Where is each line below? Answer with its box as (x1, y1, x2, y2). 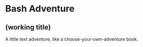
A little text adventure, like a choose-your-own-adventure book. (5, 36, 138, 42)
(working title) (5, 23, 51, 31)
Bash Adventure (5, 3, 75, 14)
